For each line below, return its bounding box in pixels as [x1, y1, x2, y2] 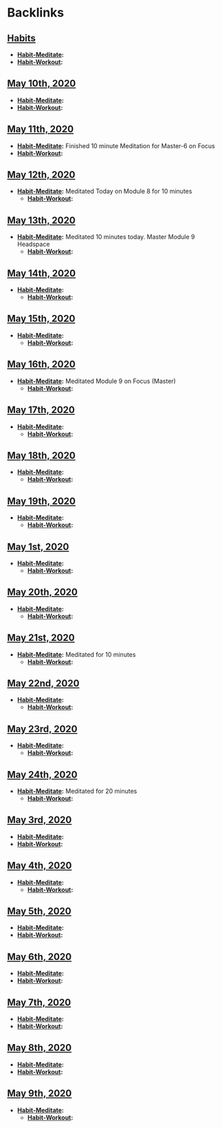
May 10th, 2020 [7, 78, 76, 90]
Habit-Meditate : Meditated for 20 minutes [16, 787, 137, 795]
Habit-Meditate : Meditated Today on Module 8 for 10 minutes [16, 187, 192, 196]
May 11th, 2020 [7, 123, 74, 135]
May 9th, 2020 [7, 1087, 72, 1100]
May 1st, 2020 [7, 541, 69, 553]
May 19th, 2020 [7, 495, 76, 507]
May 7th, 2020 [7, 996, 71, 1008]
